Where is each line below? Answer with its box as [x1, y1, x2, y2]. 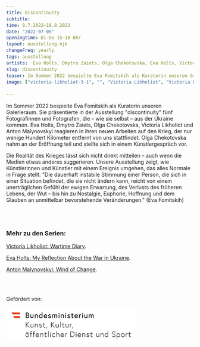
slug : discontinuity [6, 66, 58, 72]
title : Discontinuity [6, 10, 60, 16]
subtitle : [6, 16, 31, 22]
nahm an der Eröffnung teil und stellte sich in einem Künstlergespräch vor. [6, 140, 187, 148]
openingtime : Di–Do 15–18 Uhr [6, 35, 82, 41]
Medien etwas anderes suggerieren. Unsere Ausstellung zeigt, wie [6, 158, 170, 165]
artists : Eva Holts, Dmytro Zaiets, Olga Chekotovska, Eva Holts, [6, 60, 177, 66]
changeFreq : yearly [6, 48, 55, 54]
